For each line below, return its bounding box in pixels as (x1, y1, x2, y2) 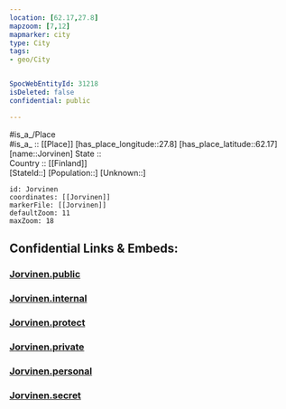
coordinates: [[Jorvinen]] (9, 192, 111, 201)
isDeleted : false (9, 88, 75, 97)
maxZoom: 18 (9, 216, 54, 226)
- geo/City (9, 55, 51, 64)
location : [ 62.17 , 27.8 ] (9, 13, 99, 23)
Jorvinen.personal (9, 365, 93, 377)
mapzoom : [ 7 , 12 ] (9, 22, 70, 31)
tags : (9, 47, 30, 56)
